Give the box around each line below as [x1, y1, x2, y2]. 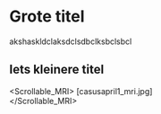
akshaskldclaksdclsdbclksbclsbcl [9, 36, 132, 47]
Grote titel [9, 6, 85, 27]
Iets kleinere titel [9, 62, 105, 77]
